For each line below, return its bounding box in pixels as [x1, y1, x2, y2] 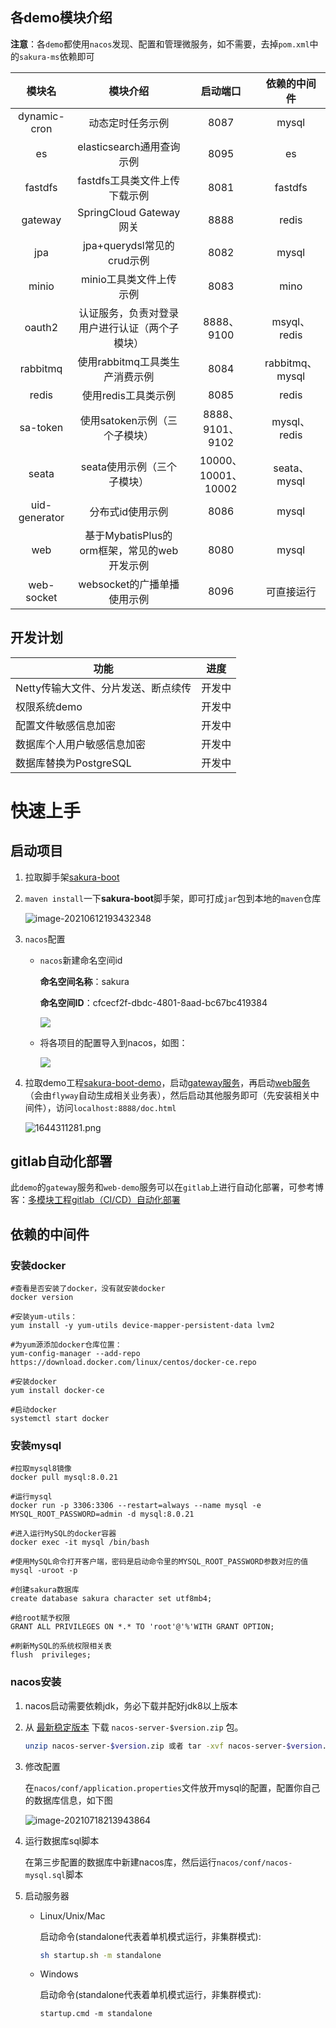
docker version [10, 1293, 74, 1303]
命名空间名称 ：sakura [39, 975, 130, 987]
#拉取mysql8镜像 [10, 1464, 72, 1474]
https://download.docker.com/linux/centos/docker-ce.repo [10, 1358, 257, 1368]
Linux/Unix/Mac [39, 1909, 106, 1922]
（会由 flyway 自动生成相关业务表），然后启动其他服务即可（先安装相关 [24, 1089, 311, 1101]
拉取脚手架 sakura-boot [24, 871, 120, 883]
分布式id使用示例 [89, 504, 169, 518]
